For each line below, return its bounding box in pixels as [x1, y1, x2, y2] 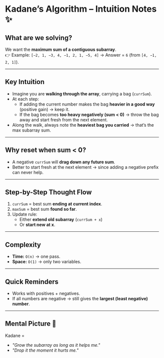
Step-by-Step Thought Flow [5, 188, 92, 197]
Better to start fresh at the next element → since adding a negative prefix [12, 164, 159, 170]
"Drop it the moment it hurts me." [12, 347, 79, 353]
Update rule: [12, 211, 38, 217]
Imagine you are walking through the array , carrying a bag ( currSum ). [12, 90, 152, 96]
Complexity [5, 241, 41, 249]
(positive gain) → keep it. [19, 106, 70, 112]
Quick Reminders [5, 277, 59, 286]
